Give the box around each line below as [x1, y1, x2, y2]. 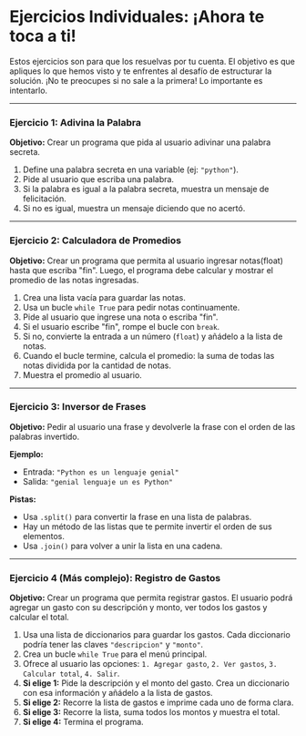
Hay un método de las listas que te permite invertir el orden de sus [22, 521, 272, 532]
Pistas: [9, 494, 36, 505]
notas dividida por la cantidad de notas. [22, 360, 171, 371]
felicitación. [22, 193, 66, 204]
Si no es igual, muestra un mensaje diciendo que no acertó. [22, 203, 246, 214]
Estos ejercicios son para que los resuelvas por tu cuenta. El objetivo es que [9, 56, 296, 66]
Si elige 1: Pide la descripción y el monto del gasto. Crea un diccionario [22, 678, 290, 689]
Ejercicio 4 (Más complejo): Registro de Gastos [9, 571, 221, 584]
